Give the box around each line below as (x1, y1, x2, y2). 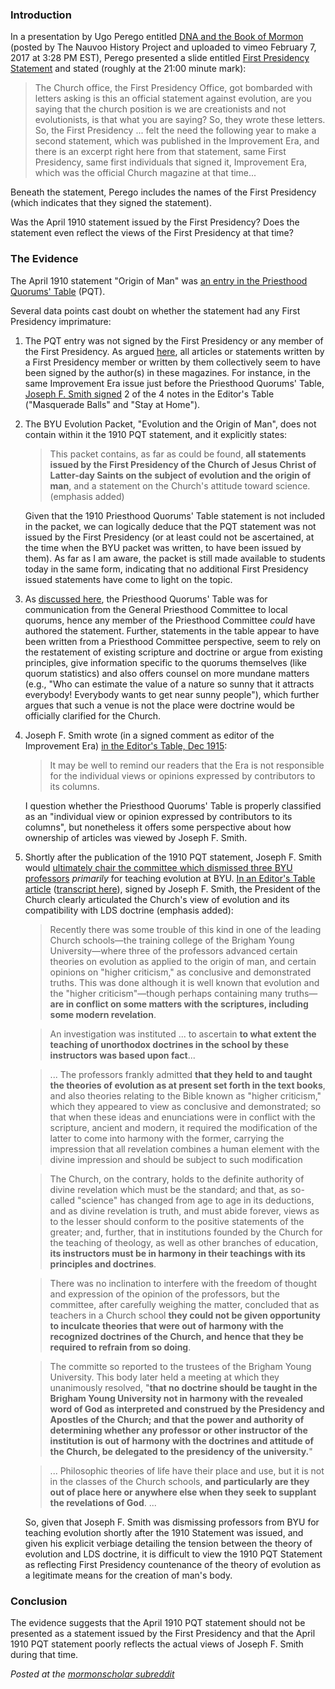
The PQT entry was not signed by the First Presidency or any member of (24, 334, 324, 347)
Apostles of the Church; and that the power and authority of (49, 1413, 305, 1425)
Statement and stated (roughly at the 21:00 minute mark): (10, 63, 247, 75)
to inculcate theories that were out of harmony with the (49, 1319, 284, 1332)
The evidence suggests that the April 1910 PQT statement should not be (10, 1616, 306, 1628)
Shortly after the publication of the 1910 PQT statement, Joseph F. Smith (24, 851, 323, 863)
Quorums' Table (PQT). (10, 285, 106, 297)
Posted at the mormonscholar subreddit (10, 1668, 175, 1680)
